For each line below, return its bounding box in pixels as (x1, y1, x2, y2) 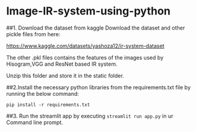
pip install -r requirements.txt (6, 101, 90, 108)
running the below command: (6, 90, 80, 97)
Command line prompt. (6, 119, 63, 126)
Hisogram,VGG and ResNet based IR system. (6, 60, 117, 68)
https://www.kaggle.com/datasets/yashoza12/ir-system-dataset (6, 42, 164, 49)
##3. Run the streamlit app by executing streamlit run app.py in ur (6, 112, 174, 119)
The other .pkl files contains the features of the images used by (6, 54, 164, 61)
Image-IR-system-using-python (6, 4, 170, 18)
